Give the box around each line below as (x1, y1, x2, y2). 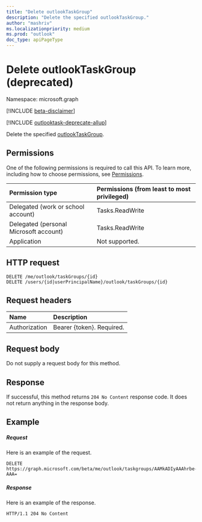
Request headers (6, 295, 72, 305)
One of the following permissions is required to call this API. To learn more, (6, 164, 192, 171)
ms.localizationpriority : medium (6, 25, 90, 32)
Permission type (9, 188, 58, 197)
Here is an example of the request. (6, 449, 92, 456)
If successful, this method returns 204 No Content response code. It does (6, 393, 188, 400)
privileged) (96, 192, 129, 201)
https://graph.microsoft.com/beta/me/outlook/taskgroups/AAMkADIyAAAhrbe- (6, 466, 198, 472)
